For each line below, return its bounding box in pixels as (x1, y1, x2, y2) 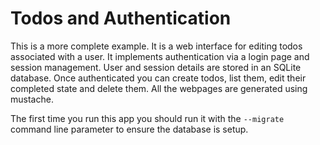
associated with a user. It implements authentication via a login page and (10, 50, 310, 62)
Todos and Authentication (10, 7, 232, 30)
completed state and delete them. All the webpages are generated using (10, 82, 308, 94)
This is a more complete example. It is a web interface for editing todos (10, 40, 303, 52)
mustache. (10, 93, 54, 105)
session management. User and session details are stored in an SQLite (10, 61, 302, 73)
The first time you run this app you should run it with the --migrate (10, 112, 285, 124)
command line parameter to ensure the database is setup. (10, 123, 249, 135)
